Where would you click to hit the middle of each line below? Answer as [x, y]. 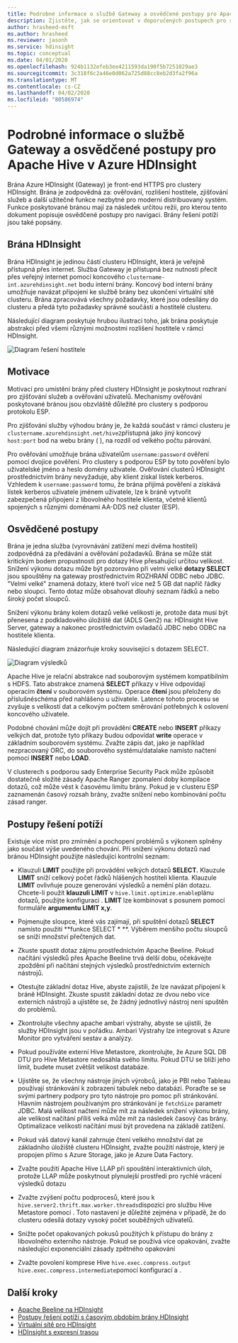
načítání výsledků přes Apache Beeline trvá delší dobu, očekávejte [114, 958]
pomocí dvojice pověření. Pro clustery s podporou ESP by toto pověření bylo [119, 461]
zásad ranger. [27, 802]
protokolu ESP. [29, 411]
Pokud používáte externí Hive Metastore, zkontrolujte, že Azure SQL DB [122, 1052]
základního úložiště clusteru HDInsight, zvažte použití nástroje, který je [121, 1147]
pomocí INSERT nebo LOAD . [49, 758]
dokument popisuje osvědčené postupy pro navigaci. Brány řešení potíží [113, 214]
